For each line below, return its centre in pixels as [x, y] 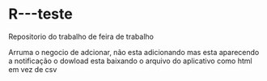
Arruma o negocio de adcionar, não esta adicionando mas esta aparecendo [134, 52]
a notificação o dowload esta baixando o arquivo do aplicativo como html [130, 61]
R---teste [40, 14]
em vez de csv [33, 69]
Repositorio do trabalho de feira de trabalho [81, 36]
